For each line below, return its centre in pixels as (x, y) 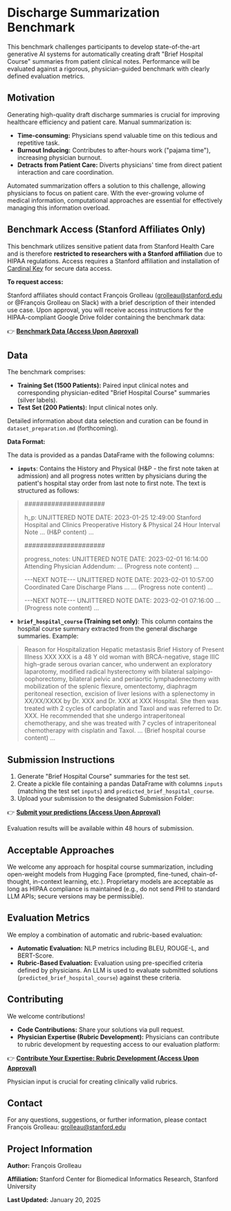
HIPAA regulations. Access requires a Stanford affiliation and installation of (113, 260)
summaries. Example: (48, 636)
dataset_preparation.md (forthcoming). (63, 428)
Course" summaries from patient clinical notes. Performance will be (103, 61)
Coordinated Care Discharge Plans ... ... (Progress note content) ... (118, 587)
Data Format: (26, 442)
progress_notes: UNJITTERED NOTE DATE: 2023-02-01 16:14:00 (116, 559)
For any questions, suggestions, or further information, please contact (107, 1120)
